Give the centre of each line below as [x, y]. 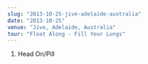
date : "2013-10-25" [36, 21]
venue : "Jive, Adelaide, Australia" [62, 27]
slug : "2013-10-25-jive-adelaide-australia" [74, 14]
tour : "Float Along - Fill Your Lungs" [67, 34]
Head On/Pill [36, 54]
